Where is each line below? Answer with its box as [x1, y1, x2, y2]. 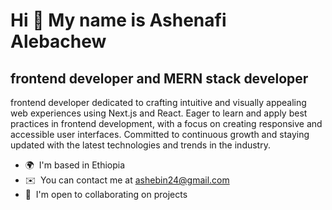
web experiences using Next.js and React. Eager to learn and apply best [10, 107, 308, 119]
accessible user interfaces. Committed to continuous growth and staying [10, 129, 310, 140]
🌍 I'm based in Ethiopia [24, 159, 126, 171]
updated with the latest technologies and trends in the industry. [10, 139, 271, 151]
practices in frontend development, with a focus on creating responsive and [10, 118, 323, 129]
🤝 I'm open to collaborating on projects [24, 189, 188, 200]
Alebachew [10, 30, 107, 53]
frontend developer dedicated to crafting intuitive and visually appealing [10, 97, 307, 108]
